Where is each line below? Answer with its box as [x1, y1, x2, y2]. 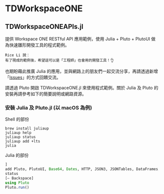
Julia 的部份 [5, 152, 29, 158]
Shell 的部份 [5, 116, 29, 122]
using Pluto [5, 180, 29, 185]
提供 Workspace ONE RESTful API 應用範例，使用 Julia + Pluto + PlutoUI [5, 36, 150, 42]
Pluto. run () [5, 185, 29, 190]
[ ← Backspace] [5, 175, 34, 181]
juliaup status [5, 135, 36, 140]
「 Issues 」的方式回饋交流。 [5, 74, 61, 80]
